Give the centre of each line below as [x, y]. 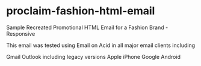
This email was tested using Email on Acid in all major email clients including [101, 45]
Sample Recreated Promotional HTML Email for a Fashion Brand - [87, 27]
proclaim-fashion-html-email [81, 11]
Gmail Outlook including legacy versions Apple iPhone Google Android [93, 56]
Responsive [21, 33]
